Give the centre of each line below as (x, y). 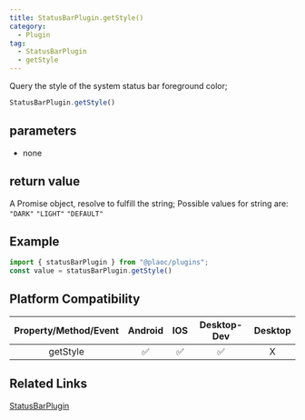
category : (28, 26)
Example (34, 241)
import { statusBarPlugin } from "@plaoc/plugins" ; (109, 263)
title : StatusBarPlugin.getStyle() (77, 18)
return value (44, 181)
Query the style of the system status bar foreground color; (118, 86)
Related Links (49, 384)
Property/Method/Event (67, 330)
